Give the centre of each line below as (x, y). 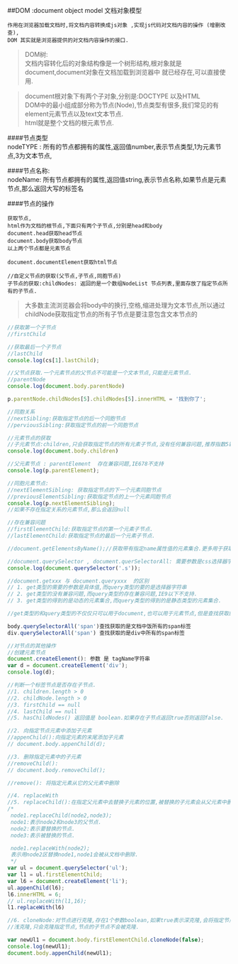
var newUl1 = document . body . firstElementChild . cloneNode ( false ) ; (106, 940)
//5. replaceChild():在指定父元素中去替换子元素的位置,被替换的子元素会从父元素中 (117, 802)
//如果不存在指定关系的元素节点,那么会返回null (69, 510)
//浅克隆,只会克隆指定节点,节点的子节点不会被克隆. (73, 927)
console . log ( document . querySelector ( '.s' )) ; (74, 568)
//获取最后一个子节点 (34, 347)
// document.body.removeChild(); (57, 770)
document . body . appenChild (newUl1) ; (60, 953)
